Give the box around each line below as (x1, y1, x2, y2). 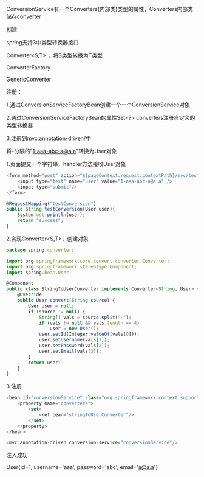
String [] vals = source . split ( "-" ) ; (38, 314, 132, 321)
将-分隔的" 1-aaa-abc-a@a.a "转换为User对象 (6, 148, 117, 155)
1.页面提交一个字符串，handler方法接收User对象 (6, 161, 126, 167)
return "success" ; (17, 218, 64, 224)
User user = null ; (28, 303, 75, 309)
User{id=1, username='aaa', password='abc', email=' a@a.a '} (6, 464, 158, 471)
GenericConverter (6, 75, 52, 83)
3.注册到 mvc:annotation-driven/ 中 (6, 134, 91, 142)
